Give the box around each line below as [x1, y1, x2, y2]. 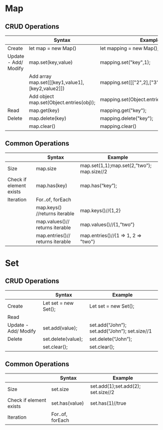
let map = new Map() [29, 45, 77, 52]
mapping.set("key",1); [100, 59, 151, 66]
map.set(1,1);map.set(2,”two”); [80, 162, 152, 168]
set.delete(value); [43, 336, 83, 342]
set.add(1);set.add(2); [90, 383, 141, 390]
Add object [29, 93, 54, 100]
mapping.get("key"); [100, 107, 147, 113]
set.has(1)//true [90, 400, 127, 407]
